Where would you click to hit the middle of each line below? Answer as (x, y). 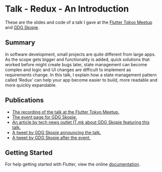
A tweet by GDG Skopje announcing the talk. (57, 132)
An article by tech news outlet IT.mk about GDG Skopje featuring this (81, 122)
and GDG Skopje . (22, 27)
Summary (20, 43)
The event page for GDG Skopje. (45, 117)
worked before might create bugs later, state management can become (76, 64)
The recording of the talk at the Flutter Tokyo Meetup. (66, 112)
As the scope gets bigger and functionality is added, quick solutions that (77, 59)
